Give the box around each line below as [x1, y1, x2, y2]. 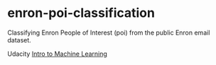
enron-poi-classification [7, 5, 155, 21]
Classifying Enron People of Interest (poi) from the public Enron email [7, 28, 210, 37]
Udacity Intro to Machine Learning [7, 49, 108, 58]
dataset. [7, 35, 32, 44]
